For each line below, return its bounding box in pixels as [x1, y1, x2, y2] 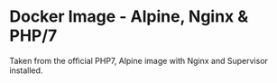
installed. [9, 65, 43, 76]
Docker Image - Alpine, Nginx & [9, 6, 249, 27]
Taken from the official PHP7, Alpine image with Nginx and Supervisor [9, 55, 269, 66]
